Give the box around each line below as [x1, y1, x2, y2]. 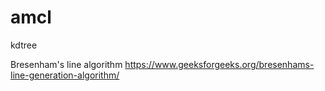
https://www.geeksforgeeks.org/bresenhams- [124, 58, 315, 70]
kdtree [10, 39, 38, 51]
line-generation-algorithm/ [10, 69, 120, 81]
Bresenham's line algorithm [10, 58, 123, 70]
